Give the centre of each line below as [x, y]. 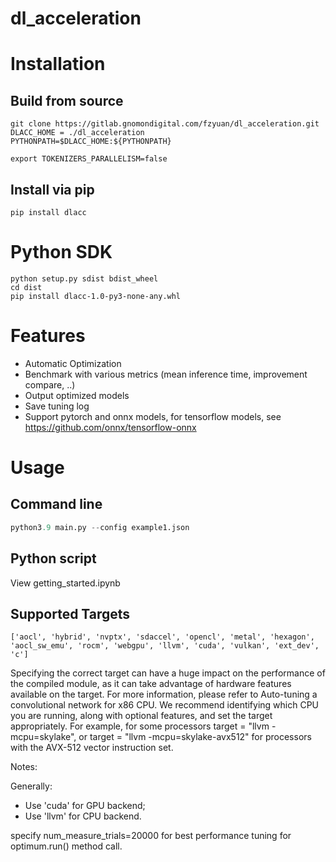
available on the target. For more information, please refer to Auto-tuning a [164, 694]
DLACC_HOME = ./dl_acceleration [77, 133]
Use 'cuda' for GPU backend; [85, 806]
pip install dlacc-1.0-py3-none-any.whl [96, 296]
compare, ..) [50, 384]
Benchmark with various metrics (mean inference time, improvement [166, 374]
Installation [58, 64]
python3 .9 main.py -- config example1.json [100, 527]
